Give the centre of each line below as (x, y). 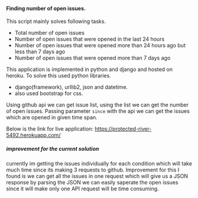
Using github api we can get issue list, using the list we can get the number (98, 105)
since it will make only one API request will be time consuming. (82, 189)
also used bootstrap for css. (49, 93)
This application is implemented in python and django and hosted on (90, 69)
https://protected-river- (123, 129)
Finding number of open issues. (46, 8)
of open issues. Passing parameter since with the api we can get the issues (98, 111)
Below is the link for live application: (50, 129)
